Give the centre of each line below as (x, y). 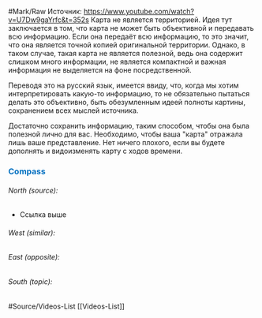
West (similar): (32, 233)
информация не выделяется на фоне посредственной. (100, 70)
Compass (27, 171)
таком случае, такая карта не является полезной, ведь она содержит (125, 53)
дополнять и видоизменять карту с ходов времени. (95, 151)
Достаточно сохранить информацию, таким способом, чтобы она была (129, 126)
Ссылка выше (43, 215)
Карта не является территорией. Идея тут (161, 20)
